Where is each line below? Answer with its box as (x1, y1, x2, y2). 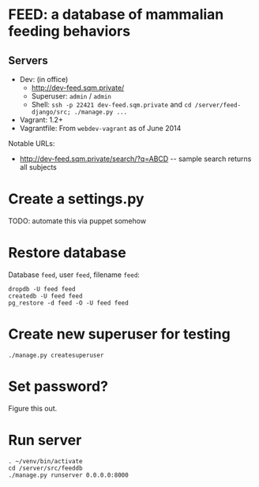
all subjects (19, 163, 58, 171)
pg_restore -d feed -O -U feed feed (8, 298, 129, 307)
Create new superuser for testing (8, 325, 231, 343)
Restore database (8, 244, 126, 262)
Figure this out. (8, 403, 58, 413)
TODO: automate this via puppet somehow (8, 215, 147, 226)
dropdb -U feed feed (8, 285, 77, 293)
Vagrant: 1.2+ (19, 115, 63, 124)
